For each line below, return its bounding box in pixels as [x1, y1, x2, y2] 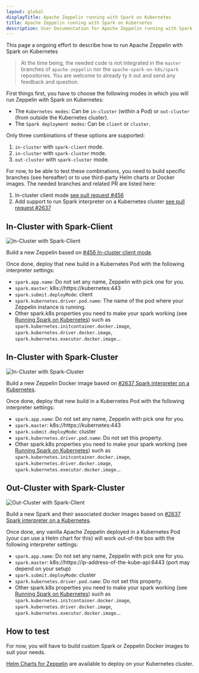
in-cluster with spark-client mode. [14, 143, 104, 150]
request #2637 [14, 205, 52, 212]
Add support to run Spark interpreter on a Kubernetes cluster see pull [14, 198, 185, 205]
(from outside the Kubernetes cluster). [14, 114, 109, 121]
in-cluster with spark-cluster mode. [14, 150, 107, 157]
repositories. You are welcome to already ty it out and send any [20, 72, 176, 79]
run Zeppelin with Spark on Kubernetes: [6, 96, 104, 103]
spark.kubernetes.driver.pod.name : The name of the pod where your [14, 297, 184, 304]
